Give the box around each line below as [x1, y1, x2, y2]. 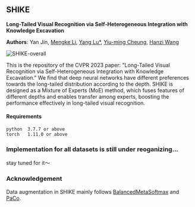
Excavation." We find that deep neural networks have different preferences [6, 74, 189, 81]
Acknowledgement [6, 175, 62, 183]
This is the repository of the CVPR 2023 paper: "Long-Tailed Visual [6, 61, 171, 68]
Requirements [6, 113, 42, 120]
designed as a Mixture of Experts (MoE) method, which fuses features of [6, 86, 184, 94]
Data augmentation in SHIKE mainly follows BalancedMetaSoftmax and [6, 188, 180, 195]
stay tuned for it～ [6, 159, 51, 167]
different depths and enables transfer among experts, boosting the [6, 93, 169, 100]
